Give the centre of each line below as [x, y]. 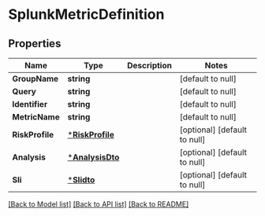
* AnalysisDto [93, 157]
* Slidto [81, 180]
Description [149, 66]
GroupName [35, 79]
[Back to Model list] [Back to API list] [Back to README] [99, 204]
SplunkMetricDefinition [86, 15]
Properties [35, 44]
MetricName [36, 117]
